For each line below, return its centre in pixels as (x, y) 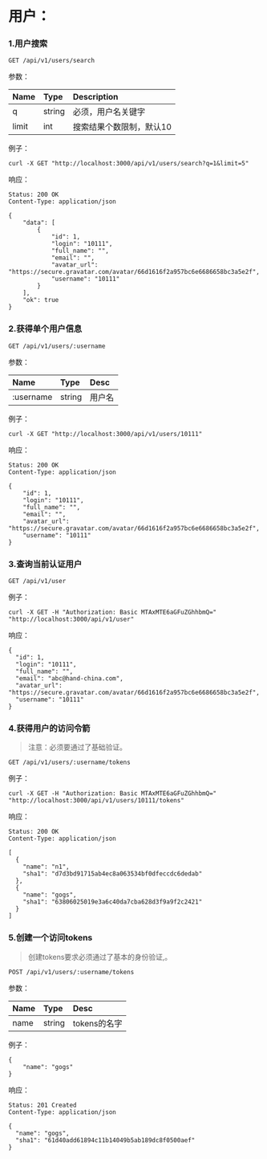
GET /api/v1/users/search (51, 61)
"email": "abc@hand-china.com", (70, 679)
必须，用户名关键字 (109, 112)
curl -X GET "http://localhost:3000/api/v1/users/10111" (105, 434)
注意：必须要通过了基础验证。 (77, 747)
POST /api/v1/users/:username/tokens (71, 972)
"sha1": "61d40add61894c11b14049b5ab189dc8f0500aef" (105, 1140)
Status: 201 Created (43, 1105)
